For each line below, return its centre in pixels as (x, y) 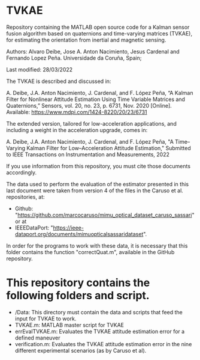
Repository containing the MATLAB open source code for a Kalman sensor (98, 27)
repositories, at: (25, 197)
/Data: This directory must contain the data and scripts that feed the (99, 312)
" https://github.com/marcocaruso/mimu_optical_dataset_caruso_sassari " (104, 215)
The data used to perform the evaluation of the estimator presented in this (98, 184)
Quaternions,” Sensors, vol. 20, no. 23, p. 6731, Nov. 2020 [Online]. (89, 105)
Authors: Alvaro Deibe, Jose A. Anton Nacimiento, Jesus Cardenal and (93, 51)
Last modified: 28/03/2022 (40, 69)
